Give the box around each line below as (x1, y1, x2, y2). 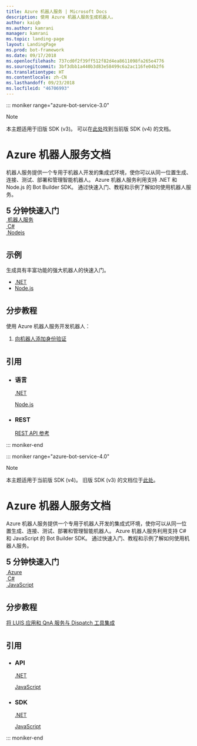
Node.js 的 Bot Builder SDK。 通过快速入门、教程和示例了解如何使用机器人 (6, 184, 186, 191)
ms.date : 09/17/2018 (6, 53, 57, 58)
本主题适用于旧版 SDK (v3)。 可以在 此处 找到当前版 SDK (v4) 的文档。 (6, 125, 175, 132)
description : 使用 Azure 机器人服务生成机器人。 (6, 14, 116, 20)
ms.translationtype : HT (6, 69, 65, 75)
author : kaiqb (6, 19, 41, 25)
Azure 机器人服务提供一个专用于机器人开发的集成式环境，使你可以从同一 (6, 520, 182, 527)
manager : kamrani (6, 31, 49, 37)
